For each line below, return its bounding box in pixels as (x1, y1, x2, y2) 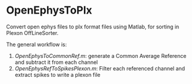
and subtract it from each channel (14, 59, 98, 66)
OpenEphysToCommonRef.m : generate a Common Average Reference (14, 52, 187, 59)
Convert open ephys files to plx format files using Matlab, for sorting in (6, 23, 180, 30)
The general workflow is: (6, 41, 67, 48)
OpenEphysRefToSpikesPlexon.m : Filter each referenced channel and (14, 64, 185, 72)
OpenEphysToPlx (6, 4, 93, 17)
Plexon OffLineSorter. (6, 29, 59, 36)
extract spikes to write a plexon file (14, 71, 101, 78)
